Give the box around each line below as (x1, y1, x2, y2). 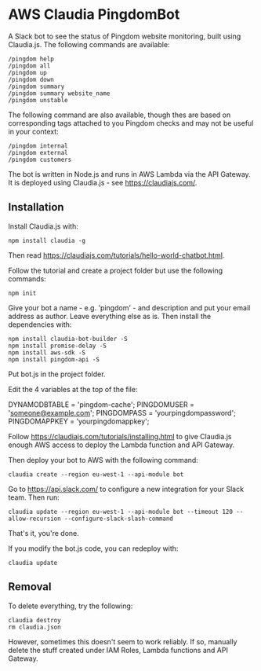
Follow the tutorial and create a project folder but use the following (8, 266, 223, 275)
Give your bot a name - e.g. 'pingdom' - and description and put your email (8, 302, 251, 312)
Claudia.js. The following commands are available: (8, 39, 170, 49)
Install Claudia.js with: (8, 222, 78, 231)
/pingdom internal (8, 141, 68, 150)
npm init (8, 289, 37, 297)
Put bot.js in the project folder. (8, 369, 106, 379)
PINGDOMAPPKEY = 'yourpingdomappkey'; (8, 416, 150, 426)
